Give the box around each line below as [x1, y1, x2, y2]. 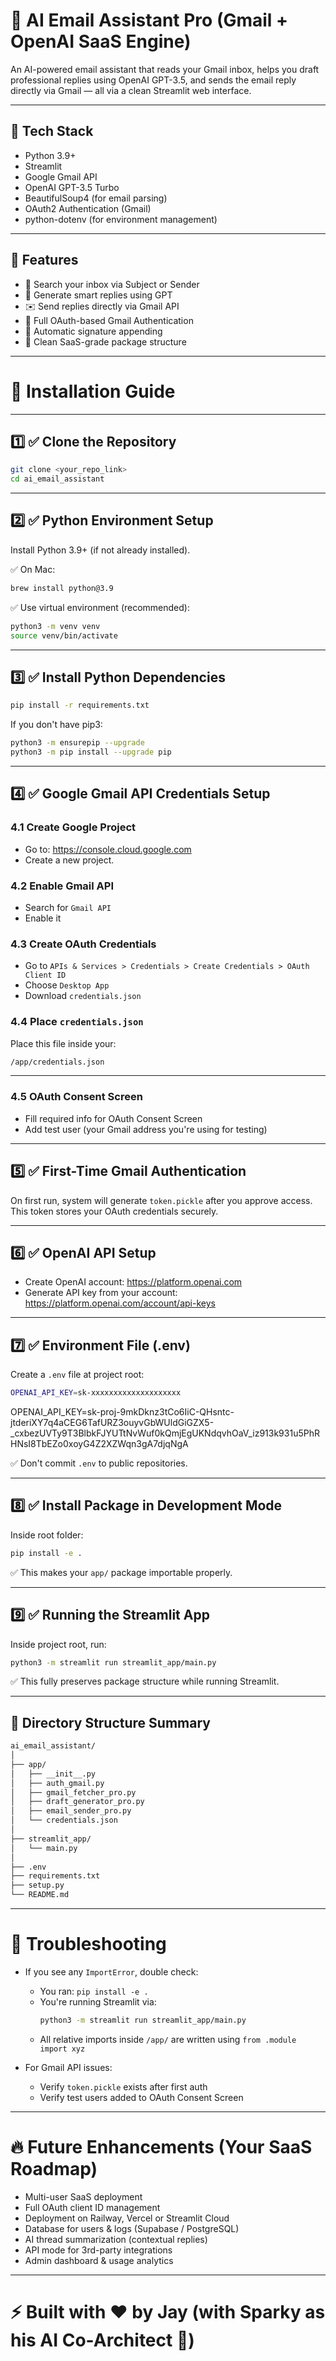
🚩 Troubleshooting [10, 1933, 167, 1956]
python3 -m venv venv [10, 621, 101, 631]
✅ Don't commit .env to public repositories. [10, 1457, 188, 1469]
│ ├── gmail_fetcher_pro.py [10, 1787, 137, 1798]
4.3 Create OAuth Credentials [10, 937, 157, 951]
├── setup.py [10, 1880, 65, 1891]
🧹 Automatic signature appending [24, 325, 163, 337]
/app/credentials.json [10, 1057, 105, 1067]
